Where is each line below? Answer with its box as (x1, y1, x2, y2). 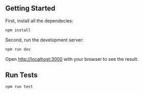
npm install (5, 28, 31, 33)
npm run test (5, 84, 33, 89)
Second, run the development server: (5, 37, 84, 43)
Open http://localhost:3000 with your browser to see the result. (5, 56, 139, 62)
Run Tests (5, 70, 38, 79)
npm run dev (5, 46, 31, 52)
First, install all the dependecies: (5, 17, 74, 24)
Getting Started (5, 4, 56, 13)
